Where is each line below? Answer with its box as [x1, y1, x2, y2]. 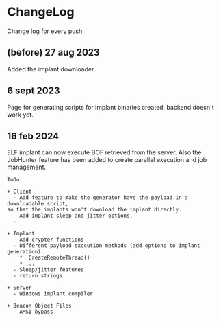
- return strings [13, 273, 63, 279]
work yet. [7, 111, 34, 119]
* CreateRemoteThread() [19, 255, 90, 262]
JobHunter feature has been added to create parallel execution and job [7, 156, 207, 164]
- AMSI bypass [13, 308, 53, 316]
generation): [7, 249, 44, 255]
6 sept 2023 [7, 85, 60, 97]
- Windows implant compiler [13, 290, 94, 297]
